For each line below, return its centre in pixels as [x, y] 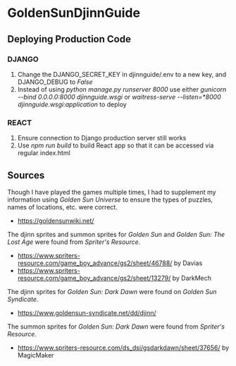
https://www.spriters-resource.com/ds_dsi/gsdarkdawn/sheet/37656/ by [123, 348]
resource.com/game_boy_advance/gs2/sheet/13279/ [94, 278]
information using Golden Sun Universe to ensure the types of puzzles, [110, 200]
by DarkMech [192, 278]
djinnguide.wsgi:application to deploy [72, 104]
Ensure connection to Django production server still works [102, 138]
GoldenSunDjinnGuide [74, 13]
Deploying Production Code [69, 39]
